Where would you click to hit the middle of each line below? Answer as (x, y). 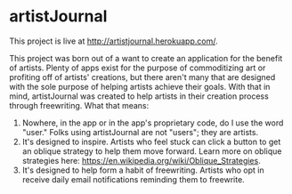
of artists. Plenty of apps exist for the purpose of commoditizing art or (138, 68)
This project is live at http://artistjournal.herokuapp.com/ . (114, 41)
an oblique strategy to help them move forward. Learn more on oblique (152, 151)
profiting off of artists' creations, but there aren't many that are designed (142, 77)
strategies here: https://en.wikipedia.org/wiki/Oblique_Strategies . (141, 160)
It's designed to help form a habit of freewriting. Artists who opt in (143, 170)
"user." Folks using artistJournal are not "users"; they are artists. (140, 132)
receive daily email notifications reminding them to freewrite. (133, 179)
